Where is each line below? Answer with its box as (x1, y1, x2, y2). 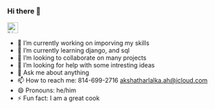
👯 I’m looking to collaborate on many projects (17, 53, 147, 62)
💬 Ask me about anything (17, 69, 89, 77)
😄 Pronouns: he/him (17, 86, 76, 94)
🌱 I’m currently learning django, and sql (17, 47, 130, 55)
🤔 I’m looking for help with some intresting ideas (17, 61, 155, 69)
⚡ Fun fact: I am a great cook (17, 94, 100, 103)
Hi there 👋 (7, 6, 42, 16)
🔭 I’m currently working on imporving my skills (17, 39, 150, 47)
